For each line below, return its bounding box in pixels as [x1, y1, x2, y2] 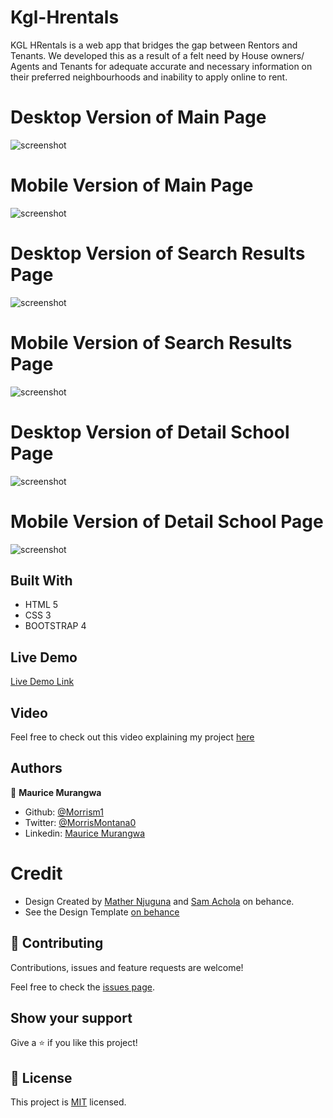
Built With [10, 572, 73, 589]
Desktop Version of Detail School [10, 421, 290, 443]
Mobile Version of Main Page [10, 174, 254, 197]
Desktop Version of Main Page [10, 106, 267, 129]
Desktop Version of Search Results [10, 242, 306, 265]
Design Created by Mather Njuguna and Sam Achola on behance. [24, 895, 295, 907]
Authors [10, 760, 63, 777]
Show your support [10, 1009, 133, 1026]
